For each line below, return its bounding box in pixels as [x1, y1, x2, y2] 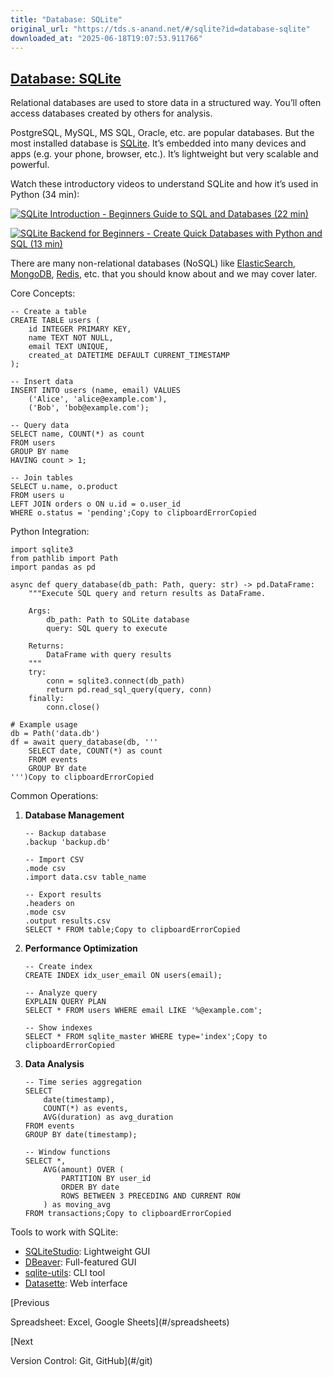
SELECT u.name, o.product [10, 482, 118, 492]
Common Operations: [10, 790, 99, 802]
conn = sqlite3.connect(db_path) [46, 676, 186, 686]
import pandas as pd [10, 562, 97, 573]
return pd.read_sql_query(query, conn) [46, 685, 213, 695]
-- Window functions [24, 1147, 111, 1158]
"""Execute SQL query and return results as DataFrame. [28, 589, 267, 599]
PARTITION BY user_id [61, 1174, 152, 1184]
